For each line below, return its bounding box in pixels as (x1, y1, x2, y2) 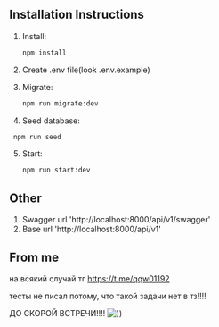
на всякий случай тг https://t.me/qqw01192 (9, 272, 171, 284)
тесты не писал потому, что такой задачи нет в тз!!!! (9, 290, 207, 301)
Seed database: (21, 115, 80, 126)
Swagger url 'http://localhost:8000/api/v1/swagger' (21, 214, 211, 225)
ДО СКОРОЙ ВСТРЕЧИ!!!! (9, 307, 106, 318)
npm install (21, 48, 67, 57)
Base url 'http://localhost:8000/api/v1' (21, 223, 162, 235)
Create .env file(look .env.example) (21, 64, 151, 75)
